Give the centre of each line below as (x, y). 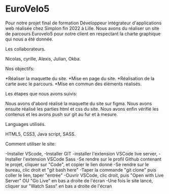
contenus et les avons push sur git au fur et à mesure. (62, 114)
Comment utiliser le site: (30, 144)
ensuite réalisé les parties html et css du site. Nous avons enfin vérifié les (82, 109)
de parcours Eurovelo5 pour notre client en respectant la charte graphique (83, 34)
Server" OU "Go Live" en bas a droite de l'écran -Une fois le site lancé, (79, 180)
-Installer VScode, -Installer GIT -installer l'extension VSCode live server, (81, 153)
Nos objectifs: (20, 69)
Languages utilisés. (25, 124)
